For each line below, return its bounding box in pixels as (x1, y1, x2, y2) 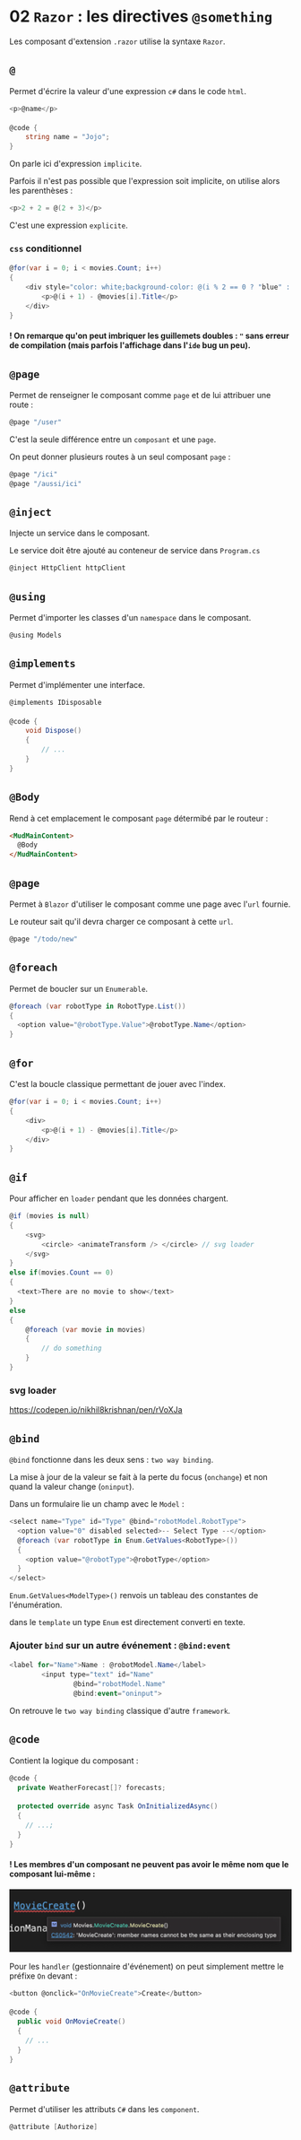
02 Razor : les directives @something (9, 6, 273, 27)
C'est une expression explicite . (9, 220, 128, 231)
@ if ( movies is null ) (9, 1212, 90, 1221)
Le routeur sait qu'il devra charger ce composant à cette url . (9, 917, 234, 927)
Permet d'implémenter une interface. (9, 679, 145, 690)
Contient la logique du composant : (9, 1755, 139, 1766)
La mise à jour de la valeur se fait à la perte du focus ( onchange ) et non (9, 1472, 269, 1483)
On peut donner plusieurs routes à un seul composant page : (9, 451, 231, 462)
